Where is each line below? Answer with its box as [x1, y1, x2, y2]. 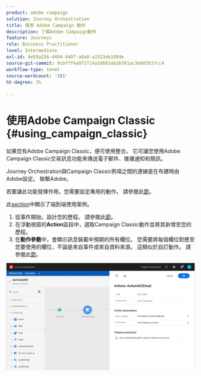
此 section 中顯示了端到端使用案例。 [6, 201, 93, 208]
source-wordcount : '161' [6, 72, 68, 79]
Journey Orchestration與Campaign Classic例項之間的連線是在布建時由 [6, 168, 179, 175]
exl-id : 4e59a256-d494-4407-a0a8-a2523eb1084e [6, 54, 124, 60]
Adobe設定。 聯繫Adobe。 [6, 175, 72, 183]
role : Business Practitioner [6, 41, 79, 47]
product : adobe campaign [6, 10, 68, 16]
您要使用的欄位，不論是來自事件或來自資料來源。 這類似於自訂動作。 [14, 243, 184, 251]
